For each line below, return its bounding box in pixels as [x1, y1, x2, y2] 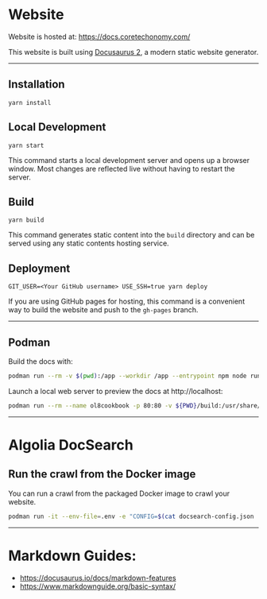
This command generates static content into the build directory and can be [8, 230, 255, 240]
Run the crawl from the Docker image [8, 467, 196, 481]
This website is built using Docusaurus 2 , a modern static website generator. [8, 47, 259, 56]
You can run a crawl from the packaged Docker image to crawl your [8, 489, 230, 498]
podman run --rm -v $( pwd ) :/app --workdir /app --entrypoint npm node [8, 372, 247, 380]
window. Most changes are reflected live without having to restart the [8, 164, 235, 173]
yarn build [8, 216, 44, 224]
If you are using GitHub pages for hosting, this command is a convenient [8, 296, 245, 307]
